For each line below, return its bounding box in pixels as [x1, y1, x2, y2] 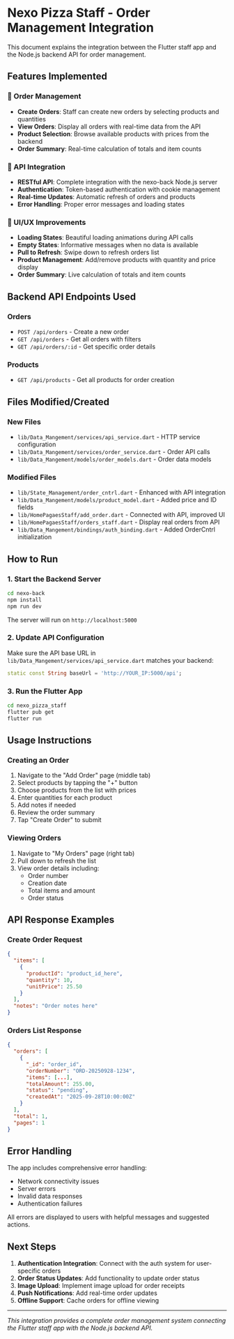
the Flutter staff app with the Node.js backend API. [7, 1324, 153, 1332]
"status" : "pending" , [25, 1087, 89, 1094]
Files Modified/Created [7, 396, 110, 408]
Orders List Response [7, 1025, 82, 1035]
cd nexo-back [7, 590, 45, 597]
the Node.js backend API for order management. [7, 50, 146, 59]
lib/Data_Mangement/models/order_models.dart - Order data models [17, 455, 212, 463]
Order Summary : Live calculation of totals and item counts [17, 270, 186, 279]
